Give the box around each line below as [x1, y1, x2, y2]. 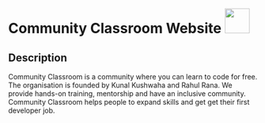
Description [8, 51, 67, 64]
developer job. [8, 106, 55, 115]
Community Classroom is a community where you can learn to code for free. [8, 72, 258, 81]
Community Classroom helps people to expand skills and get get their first [8, 98, 250, 106]
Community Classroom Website [8, 20, 221, 37]
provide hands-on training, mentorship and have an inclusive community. [8, 89, 247, 98]
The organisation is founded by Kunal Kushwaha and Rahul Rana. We [8, 80, 233, 90]
